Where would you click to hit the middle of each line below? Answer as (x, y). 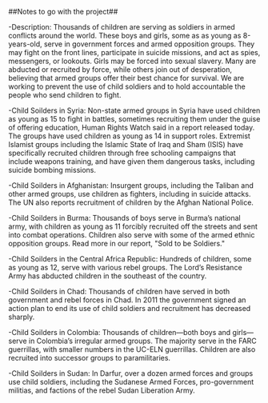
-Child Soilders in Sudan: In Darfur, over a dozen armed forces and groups (131, 373)
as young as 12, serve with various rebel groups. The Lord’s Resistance (125, 267)
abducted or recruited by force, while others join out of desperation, (120, 70)
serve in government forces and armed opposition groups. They (149, 44)
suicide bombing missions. (52, 170)
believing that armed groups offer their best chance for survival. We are (126, 78)
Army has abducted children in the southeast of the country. (108, 276)
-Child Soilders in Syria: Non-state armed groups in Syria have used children (134, 110)
